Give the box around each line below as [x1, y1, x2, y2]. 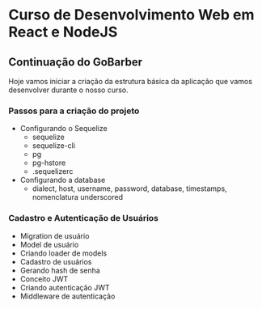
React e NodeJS [8, 23, 118, 41]
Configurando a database [19, 176, 106, 185]
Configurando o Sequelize [19, 124, 108, 133]
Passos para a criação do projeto [8, 105, 140, 116]
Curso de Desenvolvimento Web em [8, 6, 255, 24]
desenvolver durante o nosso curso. [8, 85, 129, 95]
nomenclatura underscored [32, 193, 124, 202]
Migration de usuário [19, 231, 90, 240]
